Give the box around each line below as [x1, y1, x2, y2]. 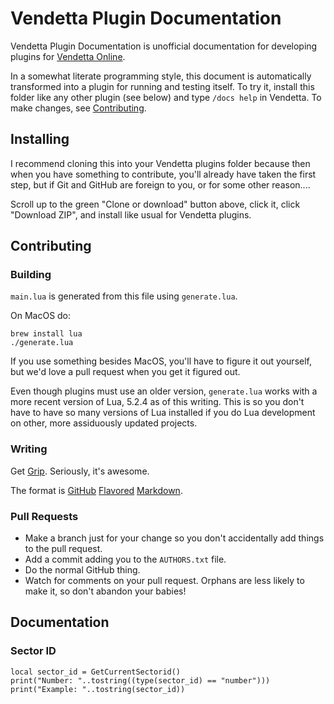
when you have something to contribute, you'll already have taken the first [10, 168, 317, 180]
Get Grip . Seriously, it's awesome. [10, 465, 150, 477]
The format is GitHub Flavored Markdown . [10, 484, 183, 496]
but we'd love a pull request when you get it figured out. [10, 366, 241, 378]
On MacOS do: [10, 310, 72, 322]
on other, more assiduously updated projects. [10, 417, 198, 429]
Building [10, 268, 52, 282]
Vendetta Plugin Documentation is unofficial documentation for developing [10, 40, 318, 52]
